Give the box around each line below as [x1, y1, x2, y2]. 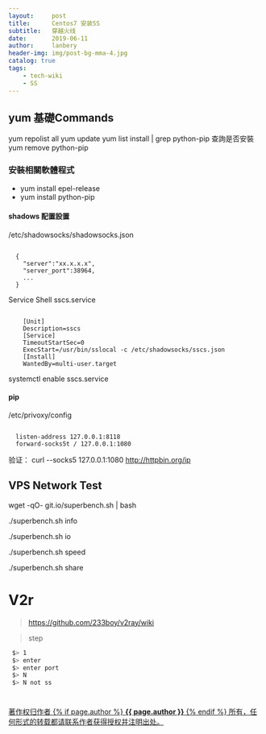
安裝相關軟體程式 [8, 164, 75, 176]
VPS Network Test [8, 479, 102, 492]
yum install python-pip [19, 192, 95, 201]
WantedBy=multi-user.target [23, 359, 117, 367]
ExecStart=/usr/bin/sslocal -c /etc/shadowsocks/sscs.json [23, 346, 226, 354]
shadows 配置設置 [8, 211, 70, 222]
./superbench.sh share [8, 562, 84, 572]
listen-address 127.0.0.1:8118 [15, 433, 121, 442]
